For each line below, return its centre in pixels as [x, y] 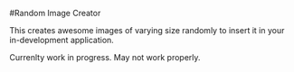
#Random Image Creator [55, 13]
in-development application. [62, 40]
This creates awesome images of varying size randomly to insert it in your [147, 30]
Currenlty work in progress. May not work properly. [105, 57]
